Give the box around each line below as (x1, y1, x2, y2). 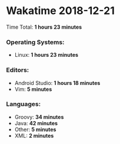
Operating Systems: (6, 38, 65, 46)
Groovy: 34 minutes (14, 113, 64, 121)
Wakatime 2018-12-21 (6, 4, 115, 18)
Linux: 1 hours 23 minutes (14, 52, 78, 59)
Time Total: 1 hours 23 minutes (6, 23, 82, 30)
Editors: (6, 66, 29, 74)
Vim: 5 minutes (14, 85, 52, 92)
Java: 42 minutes (14, 119, 58, 126)
